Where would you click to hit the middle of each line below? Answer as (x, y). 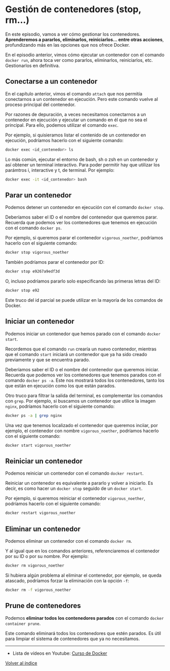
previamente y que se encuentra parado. (48, 360)
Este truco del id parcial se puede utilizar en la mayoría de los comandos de (84, 300)
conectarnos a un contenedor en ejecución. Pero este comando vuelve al (82, 99)
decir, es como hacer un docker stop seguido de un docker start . (74, 488)
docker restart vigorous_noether (40, 513)
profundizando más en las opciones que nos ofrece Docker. (68, 45)
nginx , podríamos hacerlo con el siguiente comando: (60, 406)
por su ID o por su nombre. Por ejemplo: (47, 556)
